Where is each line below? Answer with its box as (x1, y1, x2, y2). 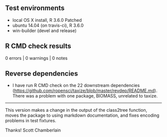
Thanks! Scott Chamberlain (5, 127, 61, 133)
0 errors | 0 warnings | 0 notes (5, 55, 68, 61)
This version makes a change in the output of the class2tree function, (5, 107, 148, 113)
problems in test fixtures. (5, 118, 56, 124)
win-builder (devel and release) (12, 27, 77, 34)
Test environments (5, 4, 65, 12)
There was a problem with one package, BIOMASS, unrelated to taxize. (12, 93, 158, 99)
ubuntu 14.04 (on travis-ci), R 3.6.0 (12, 22, 84, 28)
